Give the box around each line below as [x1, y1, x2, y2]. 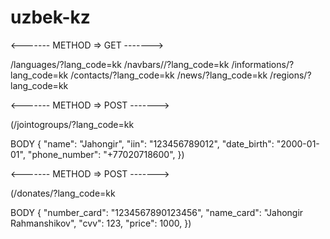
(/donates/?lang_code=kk [10, 187, 116, 199]
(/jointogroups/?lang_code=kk [10, 118, 135, 130]
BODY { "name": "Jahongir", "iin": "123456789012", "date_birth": [10, 137, 275, 150]
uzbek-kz [10, 6, 91, 29]
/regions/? [269, 69, 312, 81]
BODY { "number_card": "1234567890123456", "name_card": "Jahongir [10, 206, 304, 218]
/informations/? [231, 58, 295, 70]
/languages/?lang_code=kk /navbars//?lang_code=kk [10, 58, 230, 70]
